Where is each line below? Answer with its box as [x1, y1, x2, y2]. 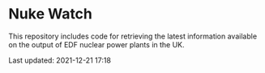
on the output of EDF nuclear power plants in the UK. [8, 39, 185, 49]
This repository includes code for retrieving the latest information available [8, 31, 258, 41]
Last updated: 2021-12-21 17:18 [8, 55, 112, 65]
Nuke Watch [8, 5, 93, 23]
